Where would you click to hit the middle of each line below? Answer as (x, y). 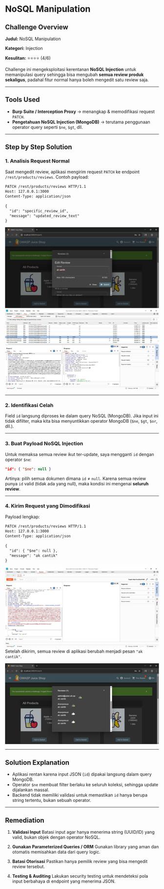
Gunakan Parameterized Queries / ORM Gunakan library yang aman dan (85, 847)
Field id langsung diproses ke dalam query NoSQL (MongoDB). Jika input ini (82, 416)
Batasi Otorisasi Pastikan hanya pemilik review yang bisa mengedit (80, 862)
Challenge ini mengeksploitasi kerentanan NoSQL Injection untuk (71, 69)
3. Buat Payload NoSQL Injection (44, 444)
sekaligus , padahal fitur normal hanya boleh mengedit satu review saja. (77, 80)
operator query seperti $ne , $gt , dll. (47, 127)
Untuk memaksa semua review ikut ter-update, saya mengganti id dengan (80, 454)
